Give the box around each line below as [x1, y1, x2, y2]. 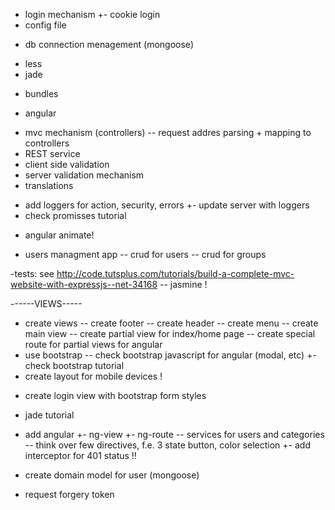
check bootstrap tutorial [24, 360, 125, 371]
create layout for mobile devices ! [24, 370, 163, 382]
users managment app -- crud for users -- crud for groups [24, 249, 267, 260]
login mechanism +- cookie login [24, 9, 161, 20]
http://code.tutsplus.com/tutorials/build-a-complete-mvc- [56, 268, 295, 279]
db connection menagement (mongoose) [24, 39, 194, 50]
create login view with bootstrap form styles [24, 390, 207, 401]
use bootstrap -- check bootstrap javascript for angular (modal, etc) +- [24, 349, 317, 361]
